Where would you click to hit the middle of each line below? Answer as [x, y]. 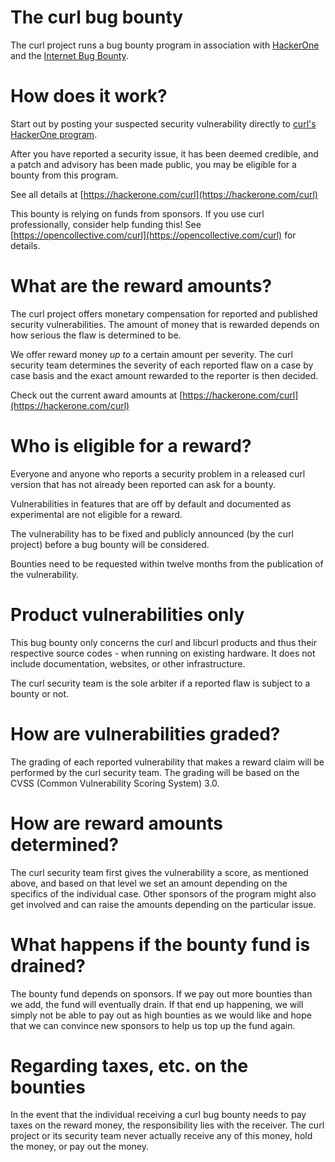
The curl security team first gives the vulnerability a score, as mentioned [159, 872]
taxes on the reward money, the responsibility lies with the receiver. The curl [167, 1125]
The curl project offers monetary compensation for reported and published [164, 313]
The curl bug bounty [97, 17]
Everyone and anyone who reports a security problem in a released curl [158, 473]
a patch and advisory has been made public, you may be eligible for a [153, 164]
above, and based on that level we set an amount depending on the [149, 883]
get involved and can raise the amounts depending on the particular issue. [163, 904]
